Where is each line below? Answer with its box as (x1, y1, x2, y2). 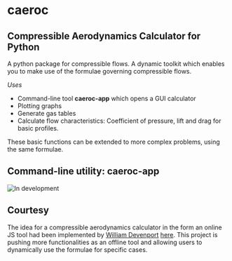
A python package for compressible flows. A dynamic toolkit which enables (7, 60, 225, 68)
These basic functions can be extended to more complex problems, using (7, 138, 220, 146)
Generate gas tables (17, 109, 76, 117)
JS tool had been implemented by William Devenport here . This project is (7, 230, 218, 239)
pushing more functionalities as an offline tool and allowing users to (7, 238, 203, 246)
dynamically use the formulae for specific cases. (7, 245, 148, 254)
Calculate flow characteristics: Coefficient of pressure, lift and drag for (17, 116, 221, 125)
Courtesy (7, 204, 49, 216)
